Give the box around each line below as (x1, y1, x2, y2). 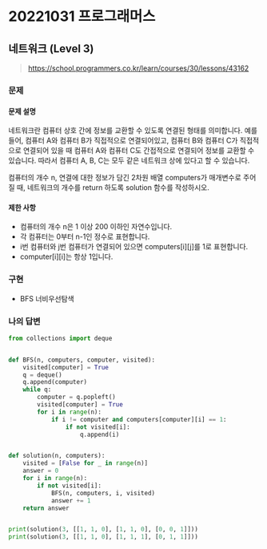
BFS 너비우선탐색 (19, 293, 74, 303)
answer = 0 (22, 466, 59, 475)
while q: (22, 386, 52, 394)
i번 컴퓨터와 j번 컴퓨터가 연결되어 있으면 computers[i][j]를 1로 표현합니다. (19, 242, 249, 252)
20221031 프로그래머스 (8, 7, 156, 26)
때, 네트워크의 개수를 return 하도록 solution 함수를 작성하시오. (16, 183, 209, 192)
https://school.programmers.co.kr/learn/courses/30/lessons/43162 (27, 63, 249, 73)
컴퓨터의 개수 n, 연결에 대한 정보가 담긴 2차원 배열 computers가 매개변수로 (8, 173, 241, 183)
